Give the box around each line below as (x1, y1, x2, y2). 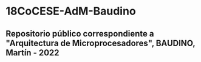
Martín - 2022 (5, 47, 60, 58)
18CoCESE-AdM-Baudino (5, 4, 136, 18)
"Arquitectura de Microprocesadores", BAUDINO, (5, 38, 196, 48)
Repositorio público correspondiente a (5, 29, 154, 39)
